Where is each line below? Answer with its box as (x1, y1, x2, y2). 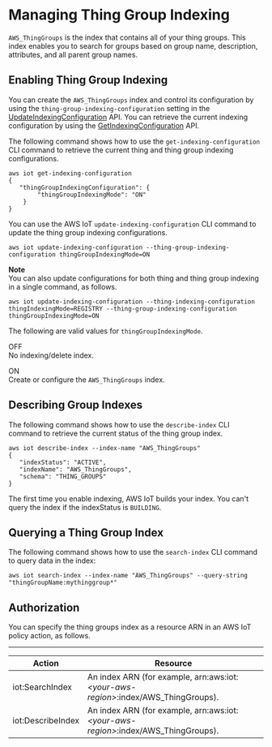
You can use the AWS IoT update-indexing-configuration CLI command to (8, 219, 257, 229)
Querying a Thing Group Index (8, 526, 164, 539)
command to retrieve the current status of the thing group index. (8, 428, 223, 438)
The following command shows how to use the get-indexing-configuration (8, 136, 261, 146)
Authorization (8, 600, 80, 614)
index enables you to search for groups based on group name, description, (8, 41, 258, 50)
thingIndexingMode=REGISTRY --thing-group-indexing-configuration (8, 304, 237, 313)
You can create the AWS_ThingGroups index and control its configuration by (8, 95, 254, 105)
